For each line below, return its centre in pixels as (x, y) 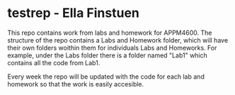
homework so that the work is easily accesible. (76, 84)
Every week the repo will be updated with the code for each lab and (106, 77)
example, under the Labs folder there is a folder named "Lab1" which (107, 55)
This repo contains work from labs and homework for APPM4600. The (110, 33)
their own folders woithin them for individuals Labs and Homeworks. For (112, 47)
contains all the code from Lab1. (54, 62)
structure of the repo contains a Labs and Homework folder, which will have (118, 40)
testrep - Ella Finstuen (74, 13)
